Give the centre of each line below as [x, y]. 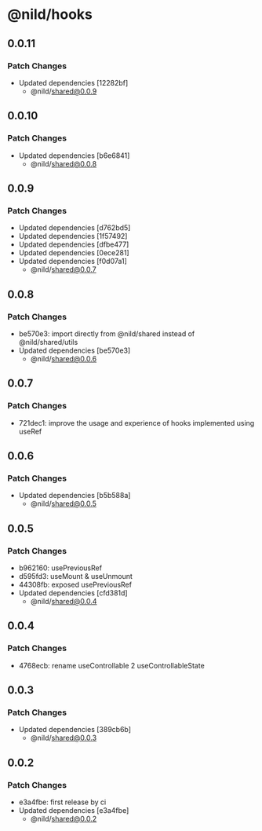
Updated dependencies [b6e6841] [74, 156]
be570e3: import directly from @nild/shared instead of [107, 333]
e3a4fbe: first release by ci [62, 802]
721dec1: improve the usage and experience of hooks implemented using [136, 423]
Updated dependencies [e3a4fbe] [74, 811]
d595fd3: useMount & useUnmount [75, 576]
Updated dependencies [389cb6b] [75, 730]
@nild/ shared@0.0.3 [64, 738]
